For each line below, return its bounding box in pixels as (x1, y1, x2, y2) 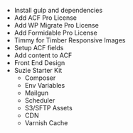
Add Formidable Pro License (14, 28, 97, 37)
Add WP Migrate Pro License (14, 21, 100, 29)
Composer (24, 74, 56, 82)
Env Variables (24, 81, 65, 89)
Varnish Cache (24, 119, 68, 127)
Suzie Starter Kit (14, 66, 63, 74)
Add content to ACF (14, 51, 73, 59)
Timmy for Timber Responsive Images (14, 36, 126, 45)
